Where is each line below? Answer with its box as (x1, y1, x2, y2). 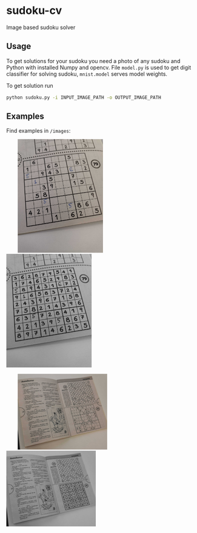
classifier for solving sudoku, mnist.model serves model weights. (6, 70, 168, 78)
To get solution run (6, 82, 53, 89)
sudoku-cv (6, 4, 62, 18)
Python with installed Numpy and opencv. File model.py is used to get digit (6, 64, 192, 71)
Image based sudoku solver (6, 24, 76, 31)
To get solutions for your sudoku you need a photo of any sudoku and (6, 57, 181, 64)
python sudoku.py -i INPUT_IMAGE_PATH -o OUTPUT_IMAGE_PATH (6, 94, 162, 101)
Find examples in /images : (6, 127, 71, 134)
